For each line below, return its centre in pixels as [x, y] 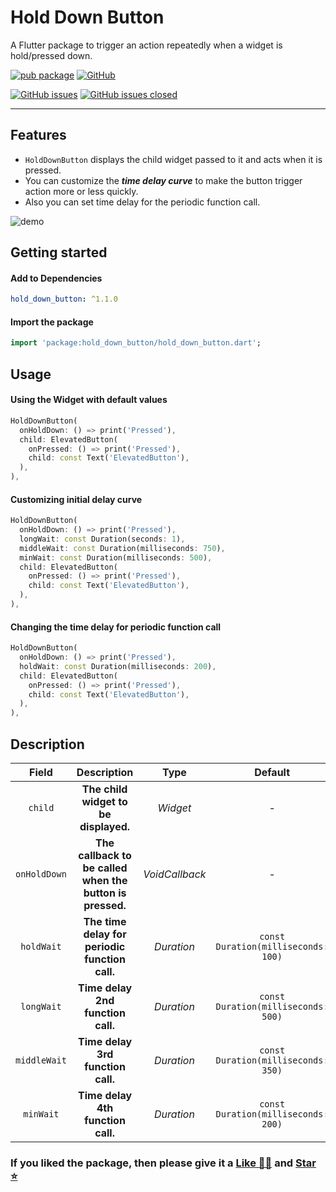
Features [38, 135]
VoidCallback [175, 874]
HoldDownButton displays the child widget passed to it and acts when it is [173, 159]
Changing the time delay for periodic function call [116, 627]
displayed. [105, 826]
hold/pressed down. [51, 55]
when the [104, 880]
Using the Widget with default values [89, 400]
